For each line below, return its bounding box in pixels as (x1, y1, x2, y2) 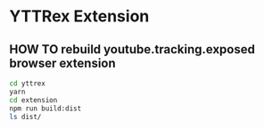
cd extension (9, 95, 58, 104)
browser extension (9, 55, 116, 70)
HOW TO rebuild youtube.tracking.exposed (9, 42, 256, 57)
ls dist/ (9, 112, 42, 121)
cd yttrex (9, 79, 46, 88)
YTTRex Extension (9, 6, 150, 27)
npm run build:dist (9, 104, 82, 113)
